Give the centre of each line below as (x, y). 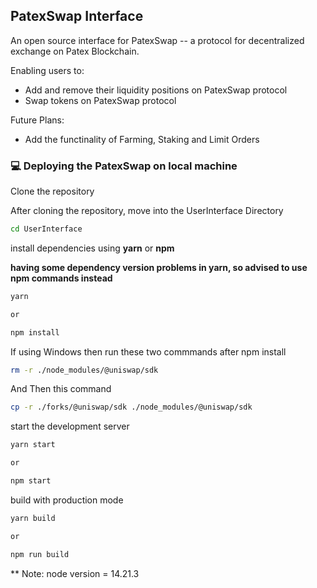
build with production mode (67, 500)
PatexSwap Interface (77, 16)
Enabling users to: (47, 70)
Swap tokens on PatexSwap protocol (100, 100)
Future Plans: (37, 120)
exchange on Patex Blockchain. (75, 51)
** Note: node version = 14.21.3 (75, 573)
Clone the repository (52, 191)
